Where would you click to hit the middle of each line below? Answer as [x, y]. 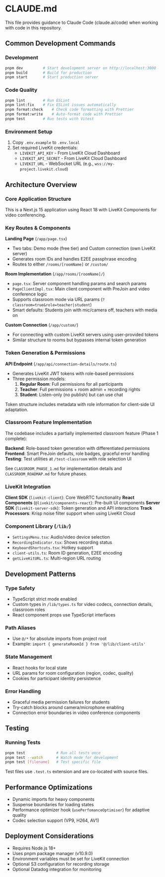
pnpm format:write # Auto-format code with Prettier [64, 114]
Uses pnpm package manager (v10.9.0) [53, 853]
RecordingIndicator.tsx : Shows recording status [62, 542]
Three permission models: [39, 379]
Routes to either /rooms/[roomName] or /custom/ [60, 264]
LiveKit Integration [28, 486]
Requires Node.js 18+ [34, 848]
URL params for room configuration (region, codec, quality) [73, 673]
